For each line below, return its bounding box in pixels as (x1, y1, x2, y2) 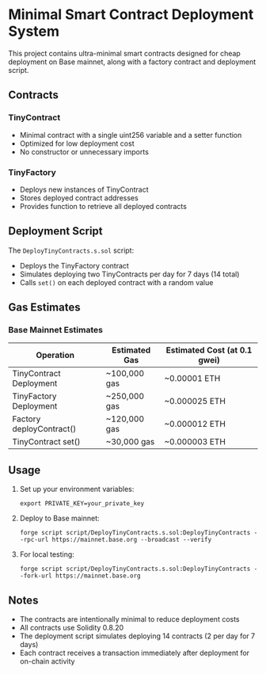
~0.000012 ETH (164, 418, 226, 429)
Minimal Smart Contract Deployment (8, 6, 254, 24)
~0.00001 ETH (164, 373, 221, 384)
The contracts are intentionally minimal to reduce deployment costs (19, 615, 240, 624)
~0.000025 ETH (164, 396, 226, 407)
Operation (35, 350, 75, 361)
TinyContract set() (12, 436, 81, 447)
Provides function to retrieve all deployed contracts (19, 201, 188, 211)
